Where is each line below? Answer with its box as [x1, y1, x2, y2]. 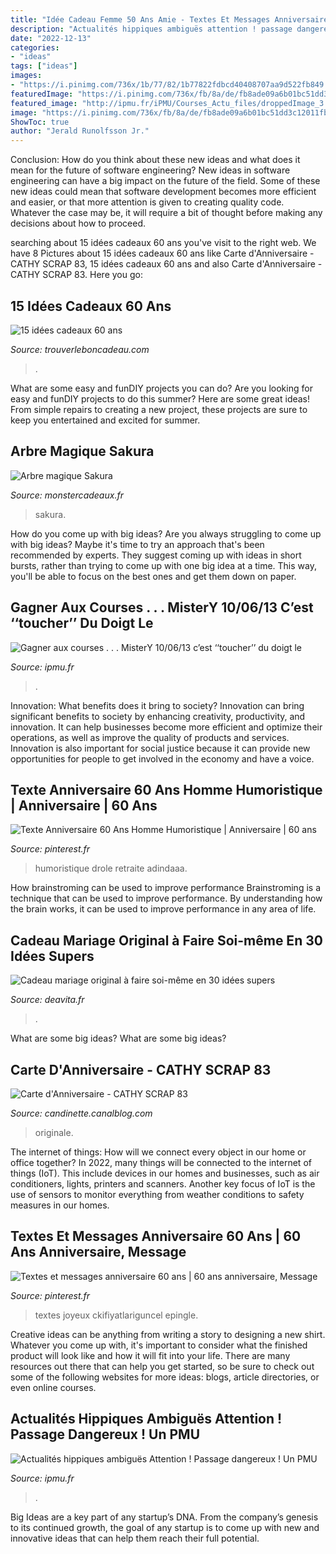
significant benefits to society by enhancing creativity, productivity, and [10, 710, 306, 722]
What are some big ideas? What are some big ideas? [10, 1032, 227, 1045]
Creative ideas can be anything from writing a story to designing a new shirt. [10, 1328, 326, 1340]
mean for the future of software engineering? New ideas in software [10, 164, 291, 176]
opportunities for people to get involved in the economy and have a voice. [10, 752, 315, 765]
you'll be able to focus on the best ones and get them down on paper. [10, 570, 297, 582]
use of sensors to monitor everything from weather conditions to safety [10, 1189, 305, 1200]
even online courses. [10, 1381, 97, 1393]
